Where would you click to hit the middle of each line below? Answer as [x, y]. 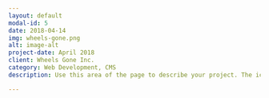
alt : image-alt [34, 45]
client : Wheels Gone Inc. [51, 61]
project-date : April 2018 [51, 53]
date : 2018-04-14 [37, 30]
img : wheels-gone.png [44, 38]
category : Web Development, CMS [62, 68]
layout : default [35, 16]
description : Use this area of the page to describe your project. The [130, 75]
